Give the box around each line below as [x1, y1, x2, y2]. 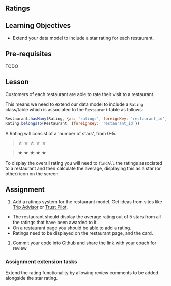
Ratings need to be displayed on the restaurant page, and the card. [12, 230, 153, 236]
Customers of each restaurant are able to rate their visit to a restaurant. [5, 91, 155, 97]
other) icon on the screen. [5, 170, 60, 177]
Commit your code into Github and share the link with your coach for [12, 240, 157, 246]
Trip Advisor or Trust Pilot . [12, 204, 68, 210]
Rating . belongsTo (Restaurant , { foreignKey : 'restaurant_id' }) [5, 121, 140, 126]
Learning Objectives [5, 21, 71, 30]
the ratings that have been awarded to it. [12, 219, 98, 226]
